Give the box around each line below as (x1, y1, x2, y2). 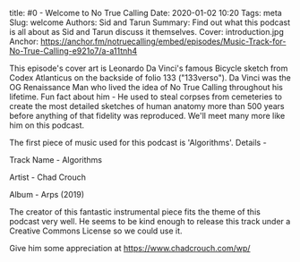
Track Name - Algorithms (9, 155, 103, 165)
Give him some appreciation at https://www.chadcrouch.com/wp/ (9, 243, 251, 253)
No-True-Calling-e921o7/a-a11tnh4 (9, 46, 138, 56)
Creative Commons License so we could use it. (9, 225, 183, 236)
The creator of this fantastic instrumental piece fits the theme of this (9, 207, 261, 217)
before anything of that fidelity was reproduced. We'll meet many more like (9, 111, 286, 121)
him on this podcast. (9, 120, 85, 131)
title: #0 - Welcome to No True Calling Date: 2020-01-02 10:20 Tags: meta (9, 8, 282, 18)
